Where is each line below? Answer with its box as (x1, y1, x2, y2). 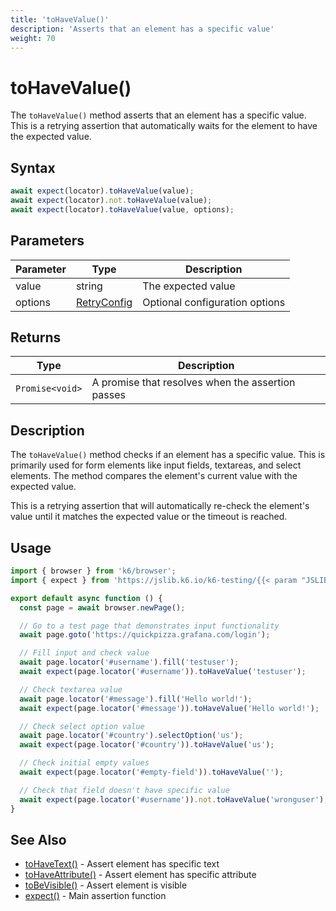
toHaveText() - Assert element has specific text (24, 858, 220, 870)
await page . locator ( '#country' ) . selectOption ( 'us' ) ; (19, 731, 244, 741)
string (75, 279, 103, 293)
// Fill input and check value (19, 648, 150, 658)
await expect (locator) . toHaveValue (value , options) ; (10, 204, 235, 215)
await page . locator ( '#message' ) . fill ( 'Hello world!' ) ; (19, 694, 253, 704)
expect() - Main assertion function (24, 890, 167, 902)
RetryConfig (75, 295, 133, 309)
